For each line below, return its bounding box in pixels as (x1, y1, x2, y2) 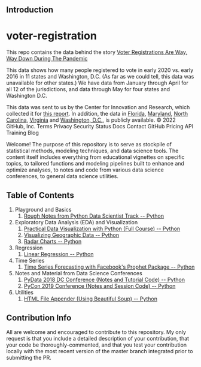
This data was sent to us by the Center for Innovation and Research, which (6, 104, 190, 111)
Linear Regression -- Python (23, 251, 94, 258)
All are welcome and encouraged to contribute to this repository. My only (6, 328, 187, 335)
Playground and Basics (14, 206, 72, 213)
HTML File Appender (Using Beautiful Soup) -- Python (23, 295, 157, 302)
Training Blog (6, 129, 39, 137)
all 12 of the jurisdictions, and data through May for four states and (6, 86, 170, 93)
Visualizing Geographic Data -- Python (23, 231, 120, 239)
